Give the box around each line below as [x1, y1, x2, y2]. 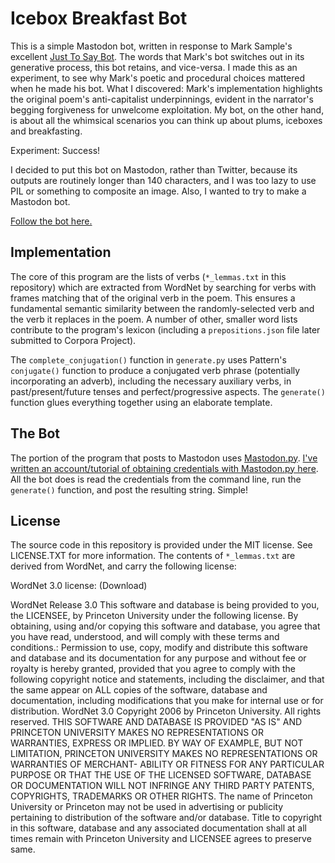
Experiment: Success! [10, 144, 101, 156]
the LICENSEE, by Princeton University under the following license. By [10, 610, 299, 622]
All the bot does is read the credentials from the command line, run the [10, 473, 302, 485]
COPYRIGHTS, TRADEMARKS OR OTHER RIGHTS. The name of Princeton [10, 790, 313, 802]
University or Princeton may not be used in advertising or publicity [10, 801, 284, 813]
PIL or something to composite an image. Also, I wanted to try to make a [10, 185, 307, 197]
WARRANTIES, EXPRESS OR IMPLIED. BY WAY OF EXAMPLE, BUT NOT [10, 737, 304, 749]
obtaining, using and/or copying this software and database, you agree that [10, 620, 321, 632]
